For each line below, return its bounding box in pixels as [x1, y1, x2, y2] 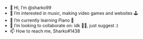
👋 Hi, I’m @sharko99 [9, 5, 52, 10]
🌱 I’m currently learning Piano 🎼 [9, 17, 74, 23]
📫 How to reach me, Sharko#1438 [9, 28, 80, 34]
